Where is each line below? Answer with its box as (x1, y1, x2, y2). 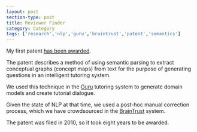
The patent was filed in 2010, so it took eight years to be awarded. (6, 119, 169, 126)
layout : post (6, 8, 39, 15)
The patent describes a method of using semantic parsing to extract (6, 59, 174, 66)
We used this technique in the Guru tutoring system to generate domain (6, 83, 183, 90)
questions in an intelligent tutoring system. (6, 72, 111, 79)
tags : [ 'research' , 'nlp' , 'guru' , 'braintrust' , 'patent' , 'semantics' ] (6, 31, 181, 37)
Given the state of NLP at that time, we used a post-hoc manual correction (6, 101, 190, 108)
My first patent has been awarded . (6, 47, 92, 54)
